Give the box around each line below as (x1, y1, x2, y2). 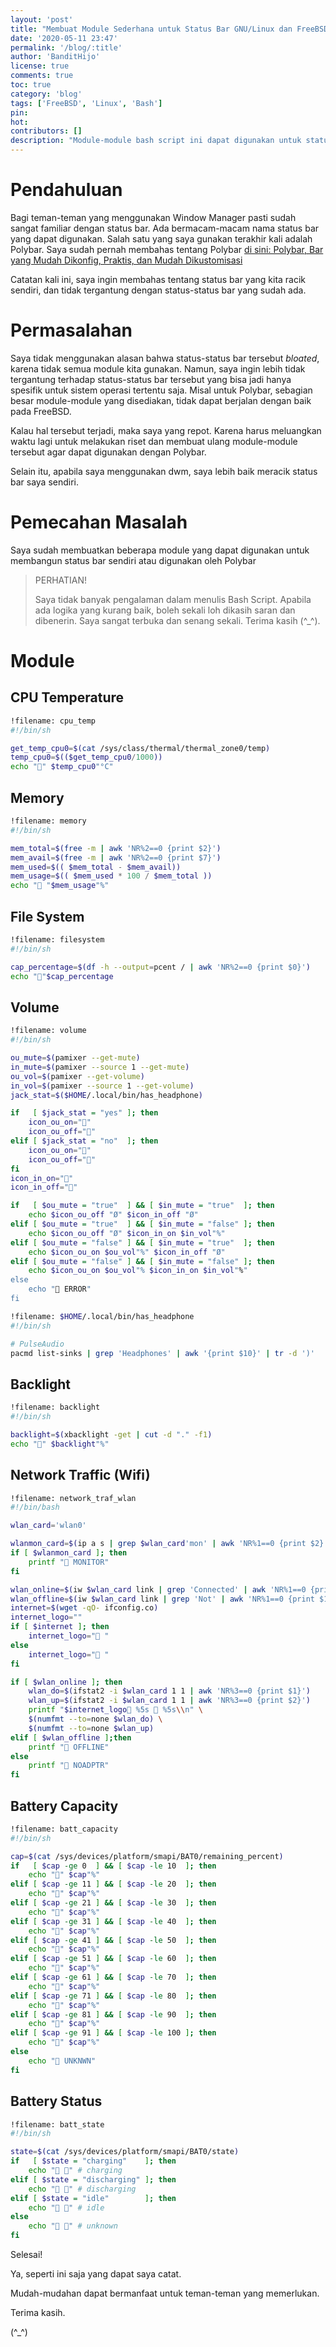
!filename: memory (10, 816, 87, 826)
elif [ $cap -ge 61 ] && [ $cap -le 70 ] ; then (10, 1972, 217, 1983)
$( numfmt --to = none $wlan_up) (28, 1723, 155, 1733)
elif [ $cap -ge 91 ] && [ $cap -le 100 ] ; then (10, 2028, 217, 2038)
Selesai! (10, 2249, 43, 2260)
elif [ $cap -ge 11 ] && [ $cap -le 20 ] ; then (10, 1879, 217, 1890)
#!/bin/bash (10, 1502, 60, 1513)
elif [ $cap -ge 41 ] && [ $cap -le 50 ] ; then (10, 1935, 217, 1945)
